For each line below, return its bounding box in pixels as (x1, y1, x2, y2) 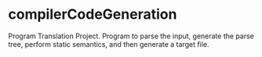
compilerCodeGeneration (8, 5, 177, 23)
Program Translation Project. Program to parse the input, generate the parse (8, 31, 255, 41)
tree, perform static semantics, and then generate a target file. (8, 39, 209, 48)
